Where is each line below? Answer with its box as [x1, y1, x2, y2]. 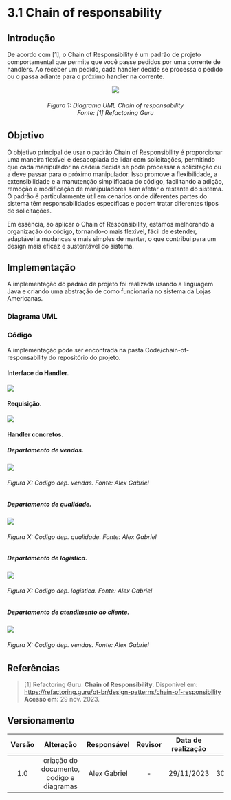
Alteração [43, 739, 77, 749]
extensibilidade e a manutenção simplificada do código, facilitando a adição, [7, 177, 224, 185]
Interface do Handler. [7, 369, 69, 377]
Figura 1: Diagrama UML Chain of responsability [47, 101, 184, 109]
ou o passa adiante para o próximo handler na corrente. [7, 72, 165, 81]
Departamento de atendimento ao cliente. [7, 608, 130, 616]
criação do [43, 755, 78, 765]
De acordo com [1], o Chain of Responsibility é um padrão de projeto [7, 50, 201, 59]
